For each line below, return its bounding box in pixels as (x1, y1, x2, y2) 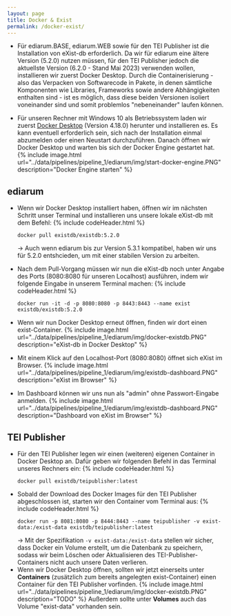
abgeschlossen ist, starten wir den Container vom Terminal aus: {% (17, 497, 209, 505)
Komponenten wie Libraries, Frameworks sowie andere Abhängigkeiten (17, 86, 220, 94)
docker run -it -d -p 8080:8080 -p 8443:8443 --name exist (17, 300, 191, 308)
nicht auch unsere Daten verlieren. (50, 558, 148, 566)
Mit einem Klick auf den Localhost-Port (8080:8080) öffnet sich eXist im (17, 354, 223, 362)
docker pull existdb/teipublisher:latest (17, 478, 138, 485)
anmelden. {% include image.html (17, 397, 114, 405)
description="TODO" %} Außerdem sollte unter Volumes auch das (17, 595, 207, 603)
